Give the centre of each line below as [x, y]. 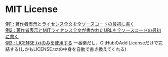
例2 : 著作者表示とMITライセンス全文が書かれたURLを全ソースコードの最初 [83, 30]
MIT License [32, 9]
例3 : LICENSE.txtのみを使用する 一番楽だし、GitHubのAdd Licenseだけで [82, 43]
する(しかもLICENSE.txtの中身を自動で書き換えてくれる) [68, 49]
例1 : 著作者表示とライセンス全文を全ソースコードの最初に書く [70, 24]
